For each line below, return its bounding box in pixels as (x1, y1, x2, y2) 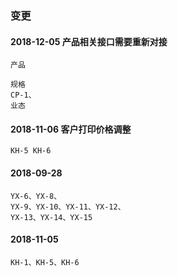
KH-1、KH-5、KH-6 (10, 257, 80, 267)
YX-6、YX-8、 (10, 191, 62, 201)
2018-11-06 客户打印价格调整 (10, 123, 132, 135)
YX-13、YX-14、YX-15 (10, 212, 93, 222)
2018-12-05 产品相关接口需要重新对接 (10, 35, 168, 47)
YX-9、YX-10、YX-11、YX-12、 (10, 202, 126, 212)
